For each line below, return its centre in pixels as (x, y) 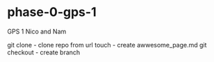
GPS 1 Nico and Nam (37, 31)
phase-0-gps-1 (52, 12)
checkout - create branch (44, 52)
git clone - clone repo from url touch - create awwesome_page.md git (107, 45)
